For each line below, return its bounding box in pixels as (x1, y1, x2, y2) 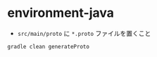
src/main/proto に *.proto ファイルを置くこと (17, 29, 151, 37)
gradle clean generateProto (7, 43, 90, 50)
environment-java (7, 5, 115, 21)
